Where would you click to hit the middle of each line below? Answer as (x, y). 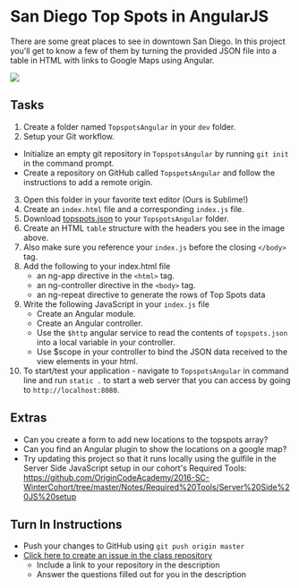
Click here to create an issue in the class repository (118, 556)
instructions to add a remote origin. (88, 182)
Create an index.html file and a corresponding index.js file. (133, 209)
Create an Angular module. (86, 313)
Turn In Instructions (66, 524)
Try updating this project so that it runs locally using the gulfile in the (149, 458)
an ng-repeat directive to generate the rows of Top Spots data (151, 294)
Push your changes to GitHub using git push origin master (134, 546)
